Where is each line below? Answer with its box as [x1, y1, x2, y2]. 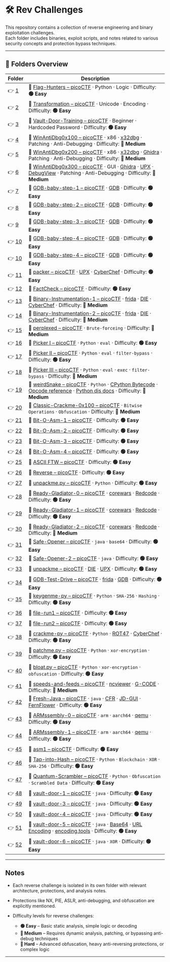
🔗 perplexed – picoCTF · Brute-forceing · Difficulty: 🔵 [28, 324, 155, 331]
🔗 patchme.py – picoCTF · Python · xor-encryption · [28, 647, 150, 654]
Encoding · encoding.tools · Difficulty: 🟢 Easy [28, 827, 137, 834]
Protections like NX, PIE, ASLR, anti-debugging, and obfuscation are [12, 897, 155, 903]
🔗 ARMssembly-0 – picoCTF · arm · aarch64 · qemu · [28, 711, 151, 719]
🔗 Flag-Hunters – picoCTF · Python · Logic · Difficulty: [28, 83, 156, 90]
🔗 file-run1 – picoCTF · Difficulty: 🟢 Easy [28, 609, 127, 616]
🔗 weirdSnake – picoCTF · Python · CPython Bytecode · [28, 381, 158, 388]
